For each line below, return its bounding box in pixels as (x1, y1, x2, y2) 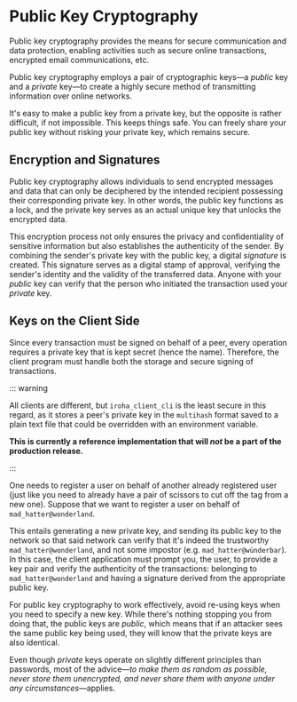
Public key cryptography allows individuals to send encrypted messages (9, 176, 274, 187)
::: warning (9, 382, 49, 393)
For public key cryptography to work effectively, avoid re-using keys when (9, 599, 281, 610)
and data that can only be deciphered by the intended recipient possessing (9, 185, 284, 196)
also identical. (9, 637, 60, 648)
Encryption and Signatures (9, 153, 160, 168)
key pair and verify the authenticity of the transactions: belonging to (9, 562, 257, 574)
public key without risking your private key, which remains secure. (9, 126, 251, 137)
